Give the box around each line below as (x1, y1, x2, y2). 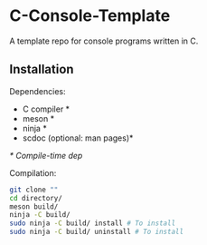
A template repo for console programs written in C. (9, 35, 199, 46)
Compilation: (9, 167, 57, 178)
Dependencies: (9, 85, 66, 96)
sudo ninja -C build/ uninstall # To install (9, 228, 183, 237)
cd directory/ (9, 193, 63, 202)
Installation (9, 62, 74, 77)
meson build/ (9, 201, 59, 211)
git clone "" (9, 185, 59, 194)
